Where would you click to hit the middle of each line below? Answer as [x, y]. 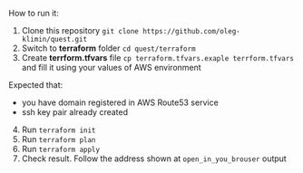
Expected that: [36, 85]
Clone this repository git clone [80, 30]
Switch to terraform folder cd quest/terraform [108, 48]
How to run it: [34, 13]
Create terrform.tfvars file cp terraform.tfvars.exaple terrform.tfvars [157, 58]
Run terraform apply [61, 149]
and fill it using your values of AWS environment [111, 67]
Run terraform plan [59, 139]
